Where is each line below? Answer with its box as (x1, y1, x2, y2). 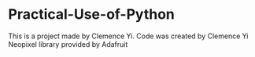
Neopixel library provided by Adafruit (8, 39, 128, 48)
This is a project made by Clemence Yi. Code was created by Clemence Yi (8, 31, 249, 41)
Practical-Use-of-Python (8, 5, 176, 23)
